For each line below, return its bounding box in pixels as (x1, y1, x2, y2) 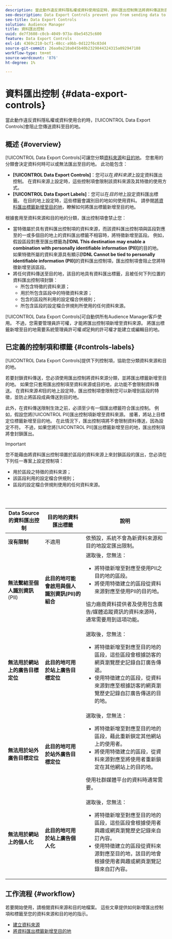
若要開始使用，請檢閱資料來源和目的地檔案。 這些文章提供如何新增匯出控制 (5, 904, 164, 910)
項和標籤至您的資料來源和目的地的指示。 (5, 910, 91, 916)
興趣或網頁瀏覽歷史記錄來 (94, 827, 156, 834)
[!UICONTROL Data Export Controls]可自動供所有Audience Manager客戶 (5, 314, 158, 320)
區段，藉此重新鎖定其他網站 (94, 732, 161, 739)
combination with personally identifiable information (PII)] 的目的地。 (12, 245, 161, 251)
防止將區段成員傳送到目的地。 (18, 394, 82, 400)
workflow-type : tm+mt (5, 50, 52, 55)
